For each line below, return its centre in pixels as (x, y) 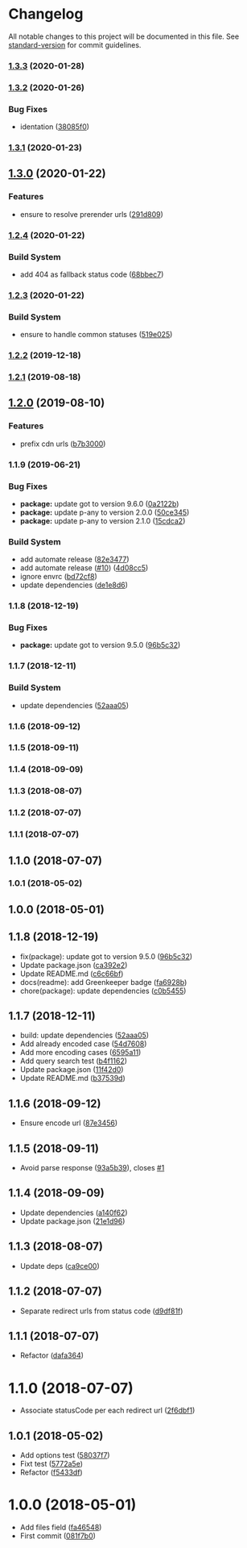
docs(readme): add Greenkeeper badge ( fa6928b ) (103, 982)
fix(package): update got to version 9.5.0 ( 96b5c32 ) (106, 956)
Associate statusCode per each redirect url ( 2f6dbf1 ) (107, 1410)
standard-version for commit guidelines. (75, 44)
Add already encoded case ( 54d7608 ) (83, 1044)
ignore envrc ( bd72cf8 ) (59, 577)
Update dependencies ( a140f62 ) (74, 1212)
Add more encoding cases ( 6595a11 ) (80, 1053)
